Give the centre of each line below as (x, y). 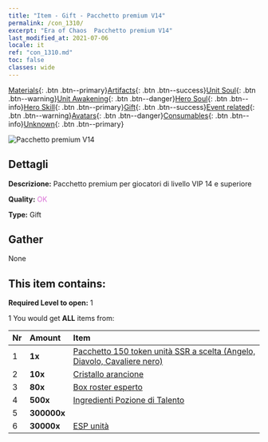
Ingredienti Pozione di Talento (129, 401)
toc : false (26, 61)
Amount (45, 338)
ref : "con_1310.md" (41, 53)
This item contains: (57, 284)
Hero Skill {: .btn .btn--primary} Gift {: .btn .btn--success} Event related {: (139, 107)
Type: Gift (25, 214)
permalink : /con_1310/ (46, 23)
